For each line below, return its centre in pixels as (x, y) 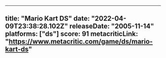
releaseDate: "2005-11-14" (112, 26)
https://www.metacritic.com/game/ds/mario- (81, 42)
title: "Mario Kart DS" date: (47, 18)
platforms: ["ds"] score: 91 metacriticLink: (72, 34)
